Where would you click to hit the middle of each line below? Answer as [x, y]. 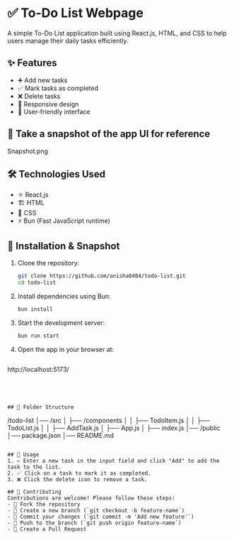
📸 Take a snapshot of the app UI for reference [109, 134]
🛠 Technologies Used [57, 174]
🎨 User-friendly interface [54, 111]
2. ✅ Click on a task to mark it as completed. [80, 473]
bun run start [38, 336]
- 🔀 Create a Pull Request [47, 529]
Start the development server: [61, 323]
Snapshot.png [28, 151]
